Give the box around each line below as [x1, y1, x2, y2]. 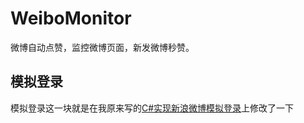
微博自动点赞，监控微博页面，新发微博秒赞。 [10, 41, 195, 53]
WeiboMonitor [10, 7, 132, 30]
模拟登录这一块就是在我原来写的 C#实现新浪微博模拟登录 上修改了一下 [10, 102, 295, 114]
